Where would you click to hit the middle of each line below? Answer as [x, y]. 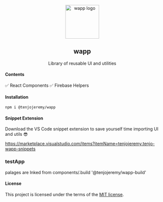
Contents [15, 75]
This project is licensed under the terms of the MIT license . [64, 194]
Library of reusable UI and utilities [82, 63]
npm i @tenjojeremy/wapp [30, 107]
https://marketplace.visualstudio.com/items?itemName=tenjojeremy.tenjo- [80, 144]
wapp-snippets [20, 149]
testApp [15, 162]
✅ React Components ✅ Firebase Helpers [47, 85]
